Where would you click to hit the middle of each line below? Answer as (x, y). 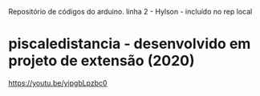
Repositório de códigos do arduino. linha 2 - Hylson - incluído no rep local (130, 12)
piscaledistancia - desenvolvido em (130, 44)
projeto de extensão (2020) (102, 61)
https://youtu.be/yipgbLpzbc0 (58, 82)
